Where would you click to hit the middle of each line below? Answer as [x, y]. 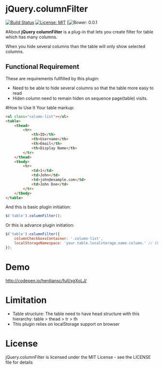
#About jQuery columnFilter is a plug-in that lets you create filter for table [80, 32]
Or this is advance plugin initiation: [40, 225]
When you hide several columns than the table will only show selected [75, 46]
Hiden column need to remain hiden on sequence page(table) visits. [80, 98]
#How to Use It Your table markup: [40, 107]
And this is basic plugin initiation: [38, 207]
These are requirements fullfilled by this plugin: [52, 78]
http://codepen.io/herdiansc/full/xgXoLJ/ [46, 281]
